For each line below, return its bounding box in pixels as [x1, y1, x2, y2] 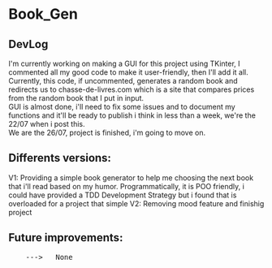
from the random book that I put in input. [8, 93, 145, 102]
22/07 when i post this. [8, 119, 85, 128]
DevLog [8, 37, 49, 51]
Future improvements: [8, 231, 123, 244]
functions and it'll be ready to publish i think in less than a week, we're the [8, 110, 256, 120]
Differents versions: [8, 151, 112, 165]
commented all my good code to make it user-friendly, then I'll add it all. [8, 67, 249, 77]
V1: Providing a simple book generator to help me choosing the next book [8, 172, 254, 183]
